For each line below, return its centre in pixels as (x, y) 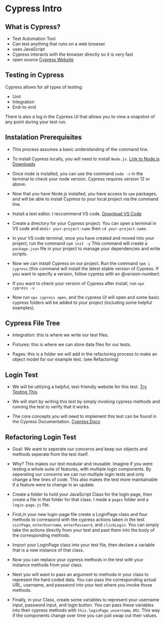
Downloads (24, 164)
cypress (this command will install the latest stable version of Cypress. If (85, 268)
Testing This (25, 392)
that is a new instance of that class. (48, 550)
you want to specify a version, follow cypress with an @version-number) (86, 274)
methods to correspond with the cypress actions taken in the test (78, 520)
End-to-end (24, 107)
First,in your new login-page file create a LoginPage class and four (80, 514)
